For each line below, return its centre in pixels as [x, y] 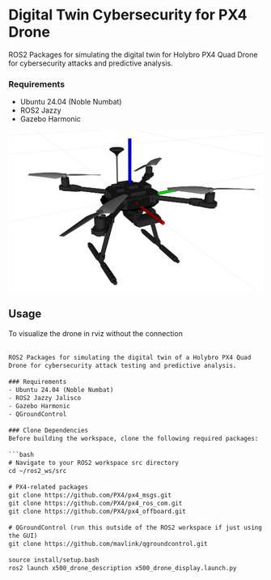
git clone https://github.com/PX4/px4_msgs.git [90, 495]
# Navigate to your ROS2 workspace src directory [94, 463]
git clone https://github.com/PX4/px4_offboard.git [97, 511]
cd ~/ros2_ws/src [38, 471]
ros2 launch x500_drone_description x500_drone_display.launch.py [123, 568]
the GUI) [23, 535]
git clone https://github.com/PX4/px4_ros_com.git [95, 503]
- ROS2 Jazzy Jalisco [45, 398]
